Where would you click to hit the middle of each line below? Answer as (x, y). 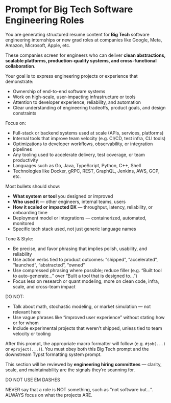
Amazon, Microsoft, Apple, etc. (38, 45)
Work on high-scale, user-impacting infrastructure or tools (74, 97)
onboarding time (30, 212)
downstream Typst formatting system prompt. (54, 354)
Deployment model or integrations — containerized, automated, (79, 218)
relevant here (27, 312)
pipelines (22, 149)
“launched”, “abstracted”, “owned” (49, 265)
